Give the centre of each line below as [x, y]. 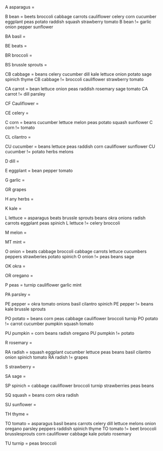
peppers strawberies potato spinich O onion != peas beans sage [70, 256]
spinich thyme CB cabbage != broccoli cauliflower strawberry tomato [74, 79]
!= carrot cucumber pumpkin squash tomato [49, 324]
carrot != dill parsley [25, 94]
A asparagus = [20, 7]
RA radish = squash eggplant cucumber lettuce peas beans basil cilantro [78, 352]
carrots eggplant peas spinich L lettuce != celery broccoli [63, 223]
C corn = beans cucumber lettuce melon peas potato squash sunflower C [79, 122]
